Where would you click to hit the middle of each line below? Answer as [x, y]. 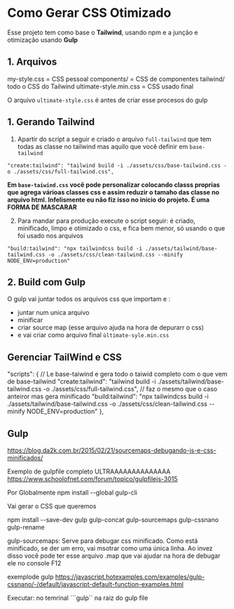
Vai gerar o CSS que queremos [52, 506]
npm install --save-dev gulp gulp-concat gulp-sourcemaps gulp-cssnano [113, 520]
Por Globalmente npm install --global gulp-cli [73, 492]
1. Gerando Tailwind [51, 122]
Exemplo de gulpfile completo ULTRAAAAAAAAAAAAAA [89, 471]
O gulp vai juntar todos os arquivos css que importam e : [89, 299]
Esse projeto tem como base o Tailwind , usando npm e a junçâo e [103, 32]
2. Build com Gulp [47, 282]
